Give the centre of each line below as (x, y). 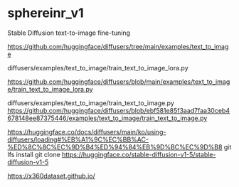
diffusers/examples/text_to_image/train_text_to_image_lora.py (98, 68)
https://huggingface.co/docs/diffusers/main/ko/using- (87, 132)
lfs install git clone (34, 154)
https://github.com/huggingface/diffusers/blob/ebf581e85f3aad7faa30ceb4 (118, 110)
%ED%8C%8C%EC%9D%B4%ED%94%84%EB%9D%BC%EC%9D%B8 (115, 146)
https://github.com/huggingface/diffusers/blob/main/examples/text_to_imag (119, 81)
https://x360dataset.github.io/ (51, 176)
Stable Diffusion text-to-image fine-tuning (69, 33)
